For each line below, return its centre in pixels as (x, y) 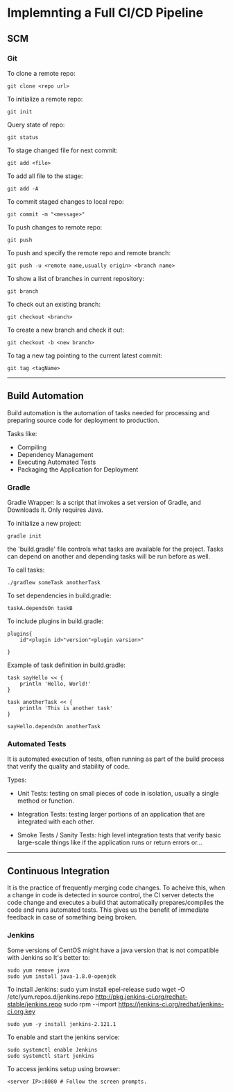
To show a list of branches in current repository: (76, 278)
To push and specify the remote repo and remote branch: (89, 252)
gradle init (24, 536)
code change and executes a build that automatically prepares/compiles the (115, 903)
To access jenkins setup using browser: (64, 1069)
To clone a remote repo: (41, 73)
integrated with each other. (56, 821)
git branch (23, 291)
